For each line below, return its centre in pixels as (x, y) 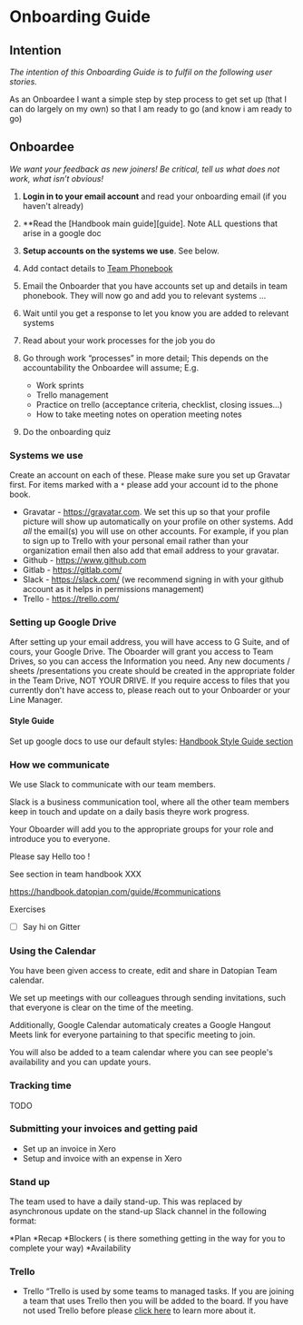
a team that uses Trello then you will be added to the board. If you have (155, 1301)
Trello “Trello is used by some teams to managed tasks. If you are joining (158, 1291)
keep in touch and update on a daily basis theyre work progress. (129, 811)
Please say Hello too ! (50, 856)
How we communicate (60, 765)
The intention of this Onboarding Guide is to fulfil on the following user (141, 72)
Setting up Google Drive (63, 622)
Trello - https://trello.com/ (71, 599)
